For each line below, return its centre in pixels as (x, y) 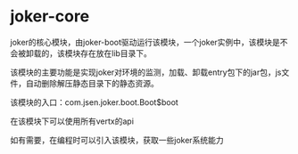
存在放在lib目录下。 (116, 53)
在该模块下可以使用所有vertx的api (72, 121)
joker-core (50, 16)
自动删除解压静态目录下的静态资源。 (92, 83)
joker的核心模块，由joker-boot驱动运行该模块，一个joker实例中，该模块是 (145, 42)
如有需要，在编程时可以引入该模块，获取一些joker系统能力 (117, 140)
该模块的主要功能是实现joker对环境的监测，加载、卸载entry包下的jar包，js (146, 72)
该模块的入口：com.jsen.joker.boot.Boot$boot (95, 102)
